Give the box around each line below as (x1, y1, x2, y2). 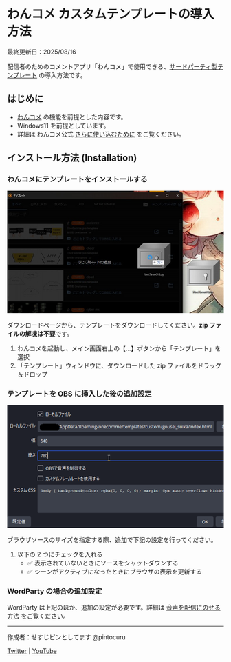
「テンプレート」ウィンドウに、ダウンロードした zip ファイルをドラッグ (16, 361, 222, 370)
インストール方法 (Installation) (7, 152, 137, 164)
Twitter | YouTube (7, 647, 57, 655)
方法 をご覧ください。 (7, 612, 69, 621)
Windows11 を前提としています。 (16, 121, 110, 130)
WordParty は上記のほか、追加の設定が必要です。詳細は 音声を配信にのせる (7, 603, 221, 612)
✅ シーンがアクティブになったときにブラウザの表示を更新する (27, 567, 203, 576)
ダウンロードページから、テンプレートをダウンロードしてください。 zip (7, 321, 208, 329)
